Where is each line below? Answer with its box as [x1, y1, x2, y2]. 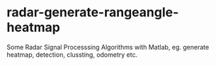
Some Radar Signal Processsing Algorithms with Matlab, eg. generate [6, 43, 210, 51]
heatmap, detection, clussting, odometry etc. [6, 50, 138, 59]
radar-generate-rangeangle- [6, 4, 179, 21]
